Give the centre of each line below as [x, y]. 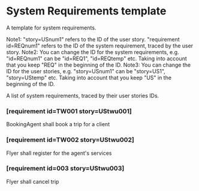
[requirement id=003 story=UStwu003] [65, 168]
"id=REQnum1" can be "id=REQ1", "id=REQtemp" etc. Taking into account [97, 58]
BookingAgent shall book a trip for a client [58, 124]
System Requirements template [86, 11]
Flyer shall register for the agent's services [59, 153]
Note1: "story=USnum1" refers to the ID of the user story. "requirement [93, 39]
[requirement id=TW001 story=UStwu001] [69, 111]
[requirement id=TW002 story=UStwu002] [70, 140]
